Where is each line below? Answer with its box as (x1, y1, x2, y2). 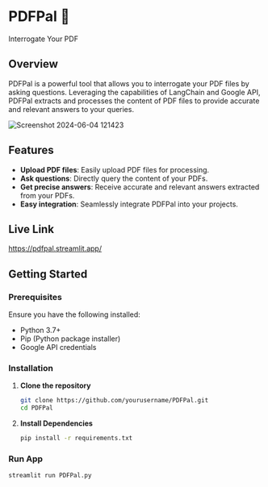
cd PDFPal (19, 404, 54, 412)
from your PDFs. (19, 190, 75, 200)
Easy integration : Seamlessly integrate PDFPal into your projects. (19, 199, 238, 209)
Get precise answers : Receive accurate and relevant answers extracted (19, 181, 260, 192)
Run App (8, 453, 43, 464)
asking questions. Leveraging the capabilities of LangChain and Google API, (8, 87, 261, 97)
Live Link (8, 222, 55, 236)
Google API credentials (19, 343, 97, 352)
